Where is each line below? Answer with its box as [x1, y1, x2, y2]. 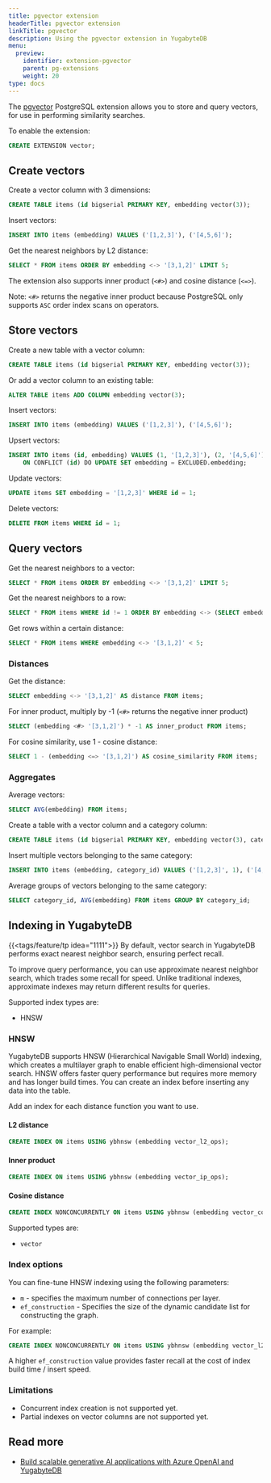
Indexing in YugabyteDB [8, 918, 133, 933]
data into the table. [8, 1086, 71, 1095]
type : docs [8, 79, 45, 87]
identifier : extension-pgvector [23, 57, 131, 65]
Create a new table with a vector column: [8, 345, 145, 355]
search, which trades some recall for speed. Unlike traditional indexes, [8, 973, 242, 982]
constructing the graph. [19, 1310, 99, 1320]
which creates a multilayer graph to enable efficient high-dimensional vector [8, 1060, 262, 1070]
